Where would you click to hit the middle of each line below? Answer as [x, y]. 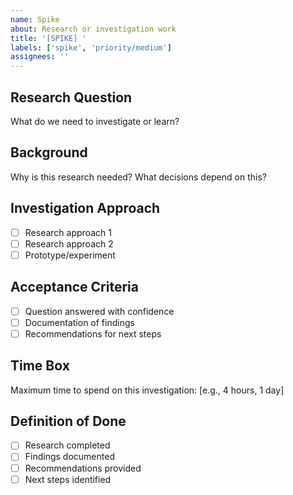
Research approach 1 [68, 232]
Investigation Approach [85, 208]
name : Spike [35, 19]
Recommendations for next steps [93, 333]
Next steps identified [68, 479]
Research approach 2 [69, 243]
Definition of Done [68, 421]
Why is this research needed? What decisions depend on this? [138, 177]
